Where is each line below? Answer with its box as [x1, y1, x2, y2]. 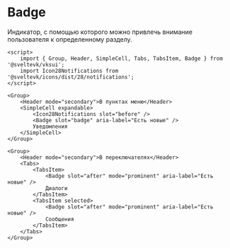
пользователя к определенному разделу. [7, 35, 132, 43]
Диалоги [45, 184, 69, 191]
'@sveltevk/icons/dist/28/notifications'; [7, 73, 134, 81]
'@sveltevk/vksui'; [7, 61, 65, 68]
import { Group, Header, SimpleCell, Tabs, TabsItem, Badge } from [20, 54, 223, 62]
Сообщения [45, 215, 74, 223]
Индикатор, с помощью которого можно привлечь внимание [7, 28, 193, 36]
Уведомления [33, 123, 69, 130]
